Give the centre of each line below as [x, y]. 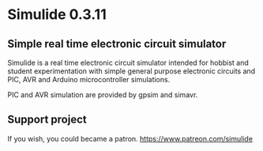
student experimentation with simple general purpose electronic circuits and [131, 71]
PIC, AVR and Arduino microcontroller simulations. [89, 79]
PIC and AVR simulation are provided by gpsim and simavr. [103, 95]
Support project [47, 120]
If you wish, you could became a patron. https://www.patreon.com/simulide [130, 138]
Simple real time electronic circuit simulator [117, 44]
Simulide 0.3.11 [57, 15]
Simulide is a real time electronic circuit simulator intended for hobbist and [128, 62]
